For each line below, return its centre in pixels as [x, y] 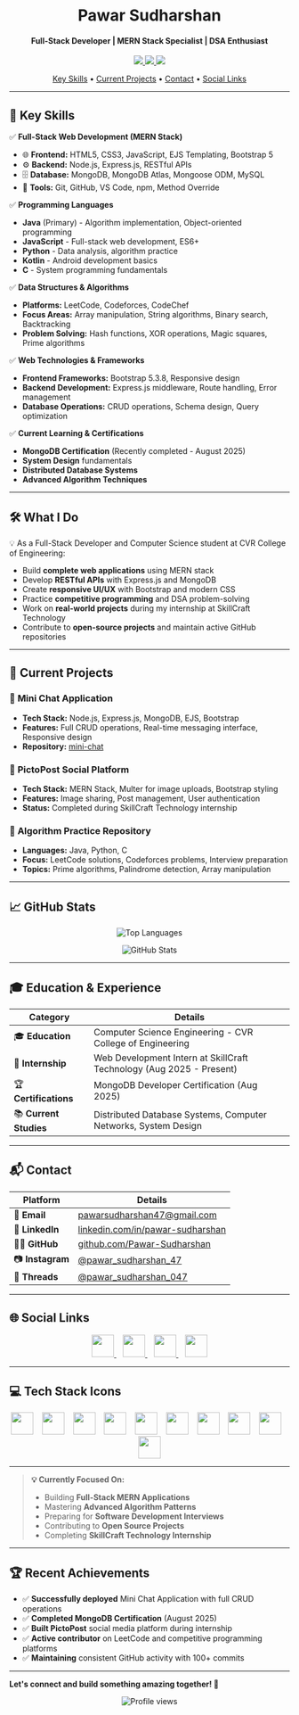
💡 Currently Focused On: [77, 1480]
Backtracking [46, 324]
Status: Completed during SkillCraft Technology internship [129, 808]
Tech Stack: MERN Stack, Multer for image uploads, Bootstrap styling [150, 789]
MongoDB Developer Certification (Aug [175, 1085]
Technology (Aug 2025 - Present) [165, 1068]
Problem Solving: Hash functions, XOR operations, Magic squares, [145, 334]
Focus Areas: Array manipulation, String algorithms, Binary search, [145, 315]
